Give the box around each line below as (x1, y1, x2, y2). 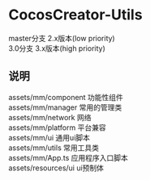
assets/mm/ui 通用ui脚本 (8, 132, 91, 142)
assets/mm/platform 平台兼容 (8, 123, 107, 132)
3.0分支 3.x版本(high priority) (8, 43, 105, 53)
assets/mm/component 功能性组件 (8, 92, 124, 102)
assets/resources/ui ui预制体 (8, 163, 104, 173)
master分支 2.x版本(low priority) (8, 33, 115, 43)
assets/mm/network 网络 (8, 112, 92, 122)
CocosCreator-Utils (8, 6, 144, 24)
